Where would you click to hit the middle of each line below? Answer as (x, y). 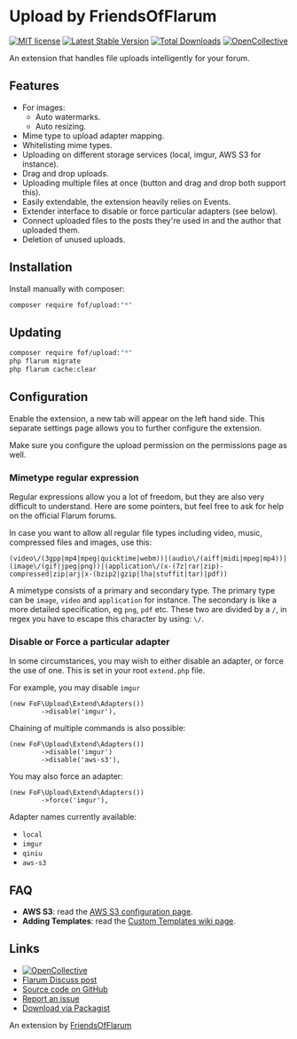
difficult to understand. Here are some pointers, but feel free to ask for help (147, 506)
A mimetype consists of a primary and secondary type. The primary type (142, 590)
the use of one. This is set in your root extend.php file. (107, 671)
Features (34, 86)
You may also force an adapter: (66, 776)
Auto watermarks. (68, 116)
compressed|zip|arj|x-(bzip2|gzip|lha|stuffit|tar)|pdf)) (118, 574)
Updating (35, 332)
